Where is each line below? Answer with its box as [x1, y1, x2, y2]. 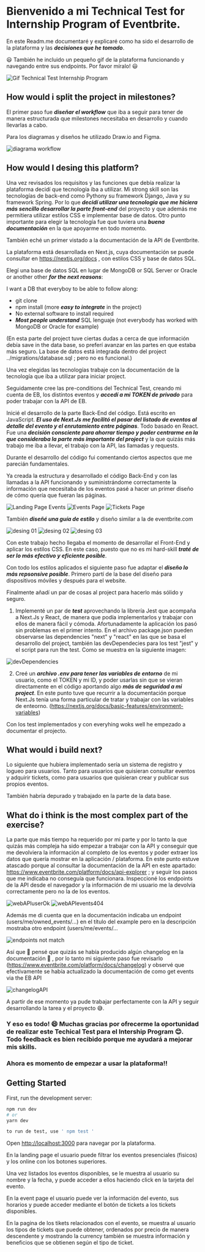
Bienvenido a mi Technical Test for [6, 4, 185, 18]
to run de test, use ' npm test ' [6, 1128, 95, 1135]
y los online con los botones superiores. [6, 1158, 107, 1165]
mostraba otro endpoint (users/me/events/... [6, 925, 118, 932]
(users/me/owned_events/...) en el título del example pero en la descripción [6, 918, 196, 925]
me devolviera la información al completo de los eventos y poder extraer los [6, 849, 198, 856]
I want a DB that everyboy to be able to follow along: [6, 285, 138, 292]
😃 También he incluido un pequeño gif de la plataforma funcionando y [6, 56, 185, 63]
